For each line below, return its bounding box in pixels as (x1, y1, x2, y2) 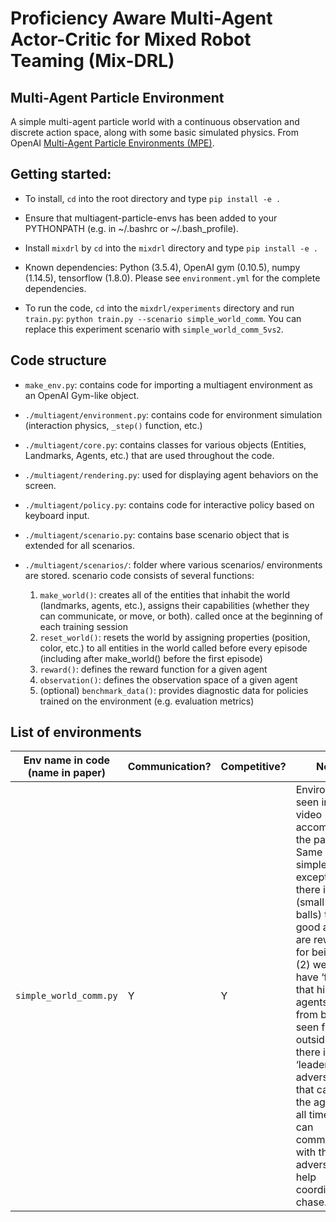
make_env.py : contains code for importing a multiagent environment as (24, 378, 313, 391)
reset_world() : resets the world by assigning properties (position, (39, 631, 311, 643)
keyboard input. (24, 509, 90, 521)
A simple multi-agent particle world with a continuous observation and (10, 116, 300, 127)
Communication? (127, 760, 212, 774)
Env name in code (23, 753, 111, 767)
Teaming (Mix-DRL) (10, 50, 175, 72)
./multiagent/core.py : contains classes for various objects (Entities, (24, 438, 307, 451)
